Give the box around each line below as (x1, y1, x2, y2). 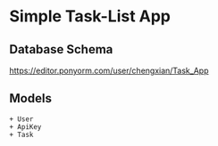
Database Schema (9, 42, 113, 57)
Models (9, 91, 52, 106)
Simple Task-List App (9, 6, 172, 27)
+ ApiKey (9, 122, 42, 131)
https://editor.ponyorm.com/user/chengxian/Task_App (9, 65, 209, 76)
